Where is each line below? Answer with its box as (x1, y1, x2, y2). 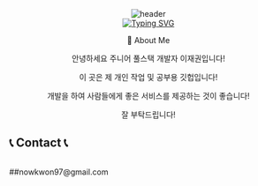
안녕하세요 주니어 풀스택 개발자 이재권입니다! (72, 53, 225, 63)
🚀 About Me (126, 35, 171, 45)
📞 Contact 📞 (9, 136, 69, 151)
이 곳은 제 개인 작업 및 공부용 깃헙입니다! (79, 72, 218, 82)
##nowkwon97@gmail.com (9, 167, 109, 177)
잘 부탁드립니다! (120, 109, 177, 120)
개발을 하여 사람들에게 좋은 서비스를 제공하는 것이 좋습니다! (47, 91, 250, 100)
